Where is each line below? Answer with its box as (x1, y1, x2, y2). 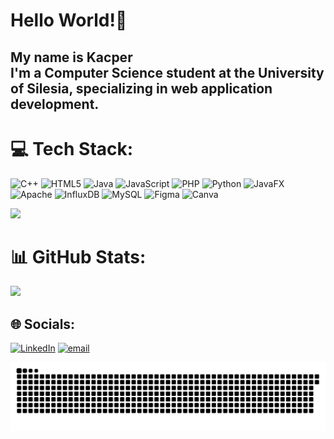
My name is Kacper (10, 49, 133, 66)
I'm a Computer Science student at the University (10, 64, 325, 81)
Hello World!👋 (10, 9, 128, 32)
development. (10, 95, 100, 113)
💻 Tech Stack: (10, 137, 134, 160)
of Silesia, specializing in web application (10, 80, 273, 97)
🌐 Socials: (10, 315, 76, 333)
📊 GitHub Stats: (10, 245, 147, 268)
